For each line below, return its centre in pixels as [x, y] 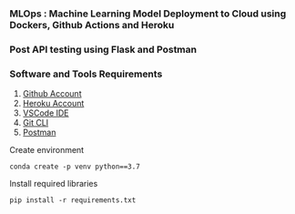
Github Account [52, 94]
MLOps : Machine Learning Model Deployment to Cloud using [148, 14]
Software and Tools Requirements [86, 74]
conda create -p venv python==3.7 [75, 167]
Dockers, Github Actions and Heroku [92, 25]
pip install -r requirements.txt [73, 200]
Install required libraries [54, 184]
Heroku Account [53, 104]
